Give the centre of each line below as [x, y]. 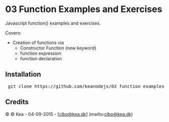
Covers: [13, 33]
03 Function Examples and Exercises [84, 9]
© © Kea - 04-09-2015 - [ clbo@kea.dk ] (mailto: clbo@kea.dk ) [69, 114]
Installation [23, 75]
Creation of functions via [38, 42]
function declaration [41, 58]
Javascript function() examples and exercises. [53, 23]
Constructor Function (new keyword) [58, 48]
